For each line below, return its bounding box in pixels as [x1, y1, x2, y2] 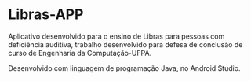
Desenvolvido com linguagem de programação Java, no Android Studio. [8, 63, 241, 72]
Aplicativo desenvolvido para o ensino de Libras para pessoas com [8, 31, 225, 41]
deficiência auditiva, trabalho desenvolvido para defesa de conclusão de [8, 39, 243, 49]
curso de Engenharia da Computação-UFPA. [8, 48, 152, 57]
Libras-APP [8, 6, 84, 24]
